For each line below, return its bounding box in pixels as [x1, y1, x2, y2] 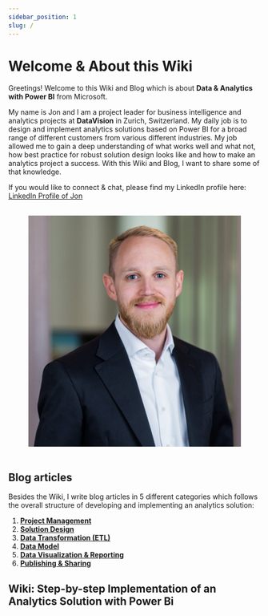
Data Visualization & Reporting [19, 550, 124, 560]
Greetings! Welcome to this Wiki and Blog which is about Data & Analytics [8, 83, 254, 93]
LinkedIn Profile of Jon [8, 191, 83, 201]
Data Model [19, 541, 60, 551]
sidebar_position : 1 [8, 13, 78, 21]
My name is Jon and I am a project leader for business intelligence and [8, 107, 242, 117]
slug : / [8, 21, 34, 30]
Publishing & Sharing [19, 558, 92, 569]
